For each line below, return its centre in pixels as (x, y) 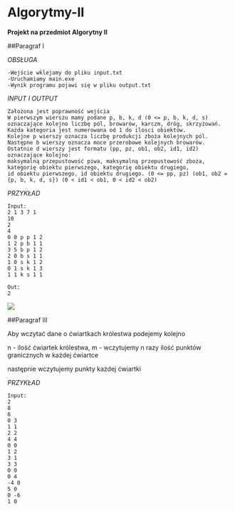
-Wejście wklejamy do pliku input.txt (65, 73)
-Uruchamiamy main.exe (41, 79)
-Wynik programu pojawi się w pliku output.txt (79, 85)
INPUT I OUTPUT (33, 98)
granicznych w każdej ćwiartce (53, 355)
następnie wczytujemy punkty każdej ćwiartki (74, 369)
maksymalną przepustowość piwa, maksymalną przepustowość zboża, (106, 161)
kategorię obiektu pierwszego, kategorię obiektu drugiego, (99, 167)
